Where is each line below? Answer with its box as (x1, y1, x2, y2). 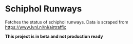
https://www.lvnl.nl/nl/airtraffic (5, 24, 67, 30)
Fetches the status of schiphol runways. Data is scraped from (5, 19, 129, 25)
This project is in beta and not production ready (5, 33, 103, 39)
